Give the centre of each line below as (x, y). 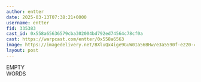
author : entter (25, 12)
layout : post (22, 51)
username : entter (28, 23)
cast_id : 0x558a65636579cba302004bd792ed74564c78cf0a (75, 34)
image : (14, 45)
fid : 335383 (21, 28)
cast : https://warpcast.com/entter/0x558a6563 (65, 39)
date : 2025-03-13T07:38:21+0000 (46, 17)
